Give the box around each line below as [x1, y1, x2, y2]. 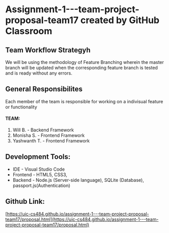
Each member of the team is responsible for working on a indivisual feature [5, 98, 163, 104]
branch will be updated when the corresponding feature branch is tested [5, 65, 158, 71]
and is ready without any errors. [5, 70, 73, 76]
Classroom [5, 26, 53, 37]
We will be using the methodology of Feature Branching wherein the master [5, 59, 164, 65]
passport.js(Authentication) [12, 182, 70, 189]
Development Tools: [5, 152, 70, 161]
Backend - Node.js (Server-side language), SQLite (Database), [12, 177, 144, 183]
